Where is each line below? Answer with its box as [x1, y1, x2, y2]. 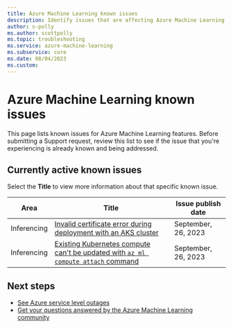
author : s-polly [7, 23, 54, 30]
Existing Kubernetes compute [54, 239, 151, 249]
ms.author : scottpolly [7, 29, 73, 37]
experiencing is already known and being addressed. [7, 144, 159, 153]
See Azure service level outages [17, 299, 110, 307]
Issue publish [175, 199, 221, 209]
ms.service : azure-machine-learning [7, 42, 113, 49]
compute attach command [54, 257, 139, 266]
